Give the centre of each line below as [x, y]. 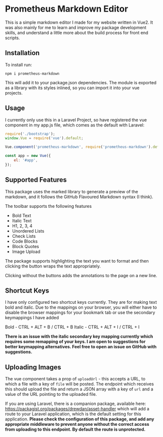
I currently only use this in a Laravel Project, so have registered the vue [76, 120]
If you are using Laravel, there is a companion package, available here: [76, 404]
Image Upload [26, 251]
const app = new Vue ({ [28, 156]
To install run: [19, 64]
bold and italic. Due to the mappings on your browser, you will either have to [81, 307]
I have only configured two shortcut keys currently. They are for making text [81, 302]
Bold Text [22, 215]
